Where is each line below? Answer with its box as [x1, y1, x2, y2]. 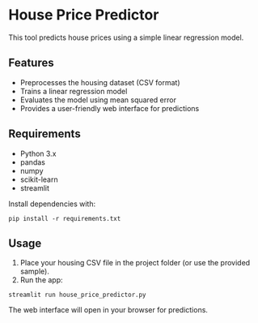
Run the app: [19, 275, 63, 285]
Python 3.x [19, 149, 57, 158]
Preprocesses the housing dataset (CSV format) [19, 77, 180, 87]
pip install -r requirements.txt [8, 214, 121, 222]
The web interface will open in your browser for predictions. [8, 305, 209, 315]
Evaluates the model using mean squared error [19, 95, 176, 105]
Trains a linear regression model [19, 86, 128, 96]
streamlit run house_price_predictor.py [8, 291, 147, 299]
